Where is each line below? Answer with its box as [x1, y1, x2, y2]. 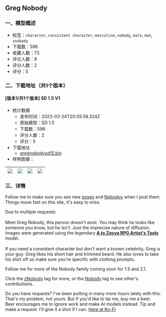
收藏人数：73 [12, 50, 40, 56]
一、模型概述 [5, 20, 36, 27]
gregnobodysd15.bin [19, 150, 62, 156]
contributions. [5, 281, 34, 287]
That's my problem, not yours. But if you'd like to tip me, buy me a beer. [5, 296, 151, 302]
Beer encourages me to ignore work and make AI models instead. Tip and [5, 301, 156, 307]
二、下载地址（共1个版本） [5, 82, 68, 89]
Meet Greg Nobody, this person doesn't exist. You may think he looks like [5, 220, 155, 226]
